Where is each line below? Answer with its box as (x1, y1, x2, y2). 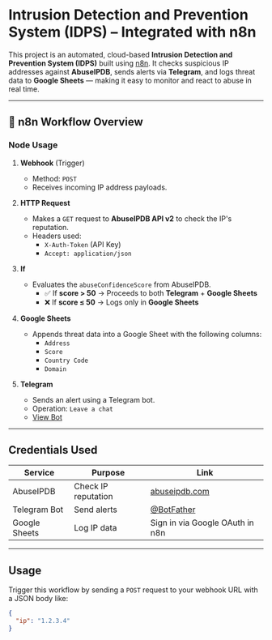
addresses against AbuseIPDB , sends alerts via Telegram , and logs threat (8, 66, 256, 76)
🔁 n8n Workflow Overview (8, 115, 143, 129)
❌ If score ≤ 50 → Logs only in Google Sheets (44, 297, 199, 307)
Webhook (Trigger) (19, 158, 85, 168)
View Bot (32, 412, 63, 422)
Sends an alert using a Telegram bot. (32, 395, 155, 404)
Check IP (74, 480, 108, 492)
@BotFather (150, 504, 196, 515)
